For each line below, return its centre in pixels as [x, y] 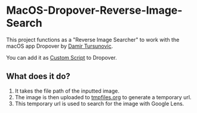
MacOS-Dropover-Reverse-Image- [94, 10]
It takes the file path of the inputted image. [67, 91]
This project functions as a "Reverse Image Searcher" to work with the [93, 39]
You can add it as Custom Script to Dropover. [62, 57]
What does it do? [38, 76]
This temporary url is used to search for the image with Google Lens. [99, 103]
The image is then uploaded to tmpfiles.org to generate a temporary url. [103, 97]
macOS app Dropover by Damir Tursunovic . [60, 46]
